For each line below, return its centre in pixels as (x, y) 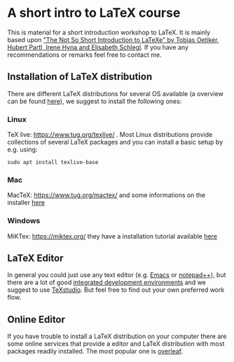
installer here (26, 203)
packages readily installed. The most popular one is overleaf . (95, 351)
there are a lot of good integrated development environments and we (107, 283)
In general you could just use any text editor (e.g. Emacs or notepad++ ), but (117, 275)
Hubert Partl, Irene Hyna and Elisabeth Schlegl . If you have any (98, 47)
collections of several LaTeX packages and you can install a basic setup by (115, 142)
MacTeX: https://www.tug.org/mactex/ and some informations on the (106, 195)
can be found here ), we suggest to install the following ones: (95, 101)
